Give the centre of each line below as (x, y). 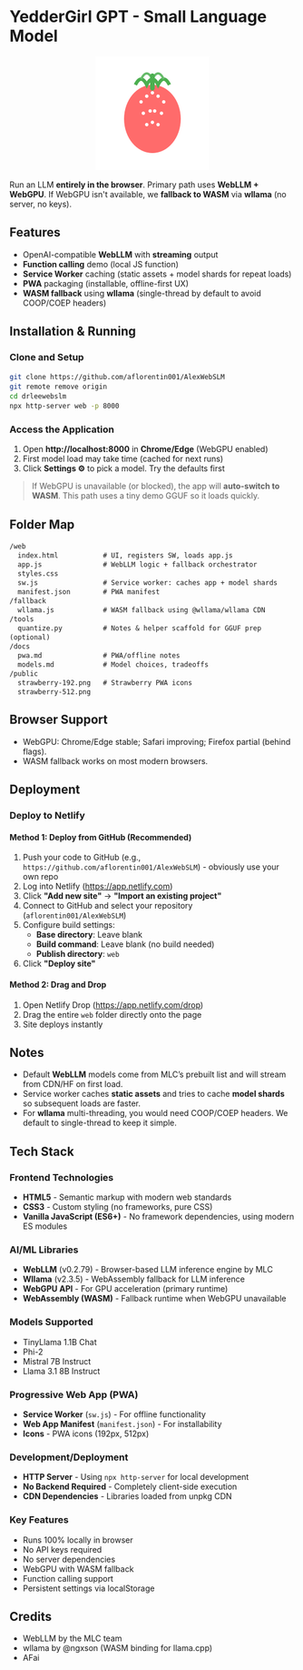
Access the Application (62, 429)
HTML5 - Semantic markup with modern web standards (127, 1197)
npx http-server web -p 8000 (64, 407)
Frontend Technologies (62, 1177)
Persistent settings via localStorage (88, 1588)
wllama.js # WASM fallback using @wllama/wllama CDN (142, 610)
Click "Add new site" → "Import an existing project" (122, 896)
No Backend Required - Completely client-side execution (130, 1487)
